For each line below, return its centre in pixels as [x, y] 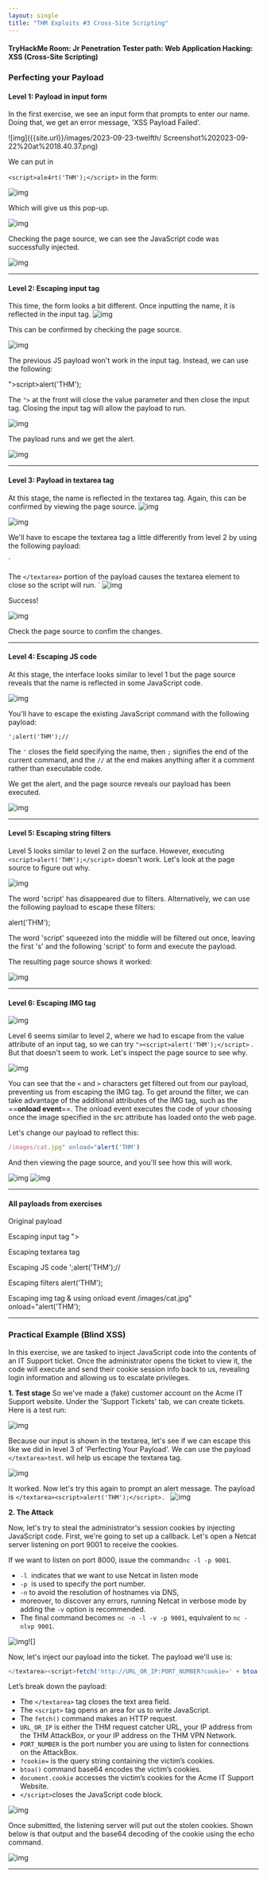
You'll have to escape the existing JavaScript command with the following [129, 713]
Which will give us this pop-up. [59, 208]
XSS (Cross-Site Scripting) [53, 57]
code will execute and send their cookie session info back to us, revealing [129, 1369]
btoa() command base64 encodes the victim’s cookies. [110, 1769]
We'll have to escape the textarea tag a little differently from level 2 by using [133, 537]
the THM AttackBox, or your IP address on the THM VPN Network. [128, 1736]
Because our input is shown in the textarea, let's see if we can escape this [130, 1441]
